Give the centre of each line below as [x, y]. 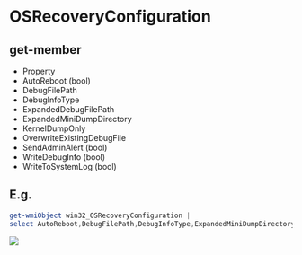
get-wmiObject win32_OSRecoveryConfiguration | [100, 215]
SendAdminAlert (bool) [65, 147]
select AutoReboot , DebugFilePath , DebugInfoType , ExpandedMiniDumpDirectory [152, 224]
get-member [46, 50]
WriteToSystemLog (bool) [69, 167]
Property [39, 71]
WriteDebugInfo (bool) [64, 157]
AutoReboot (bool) [57, 81]
